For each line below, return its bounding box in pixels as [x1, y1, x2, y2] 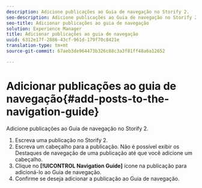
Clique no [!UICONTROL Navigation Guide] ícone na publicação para [14, 162, 187, 169]
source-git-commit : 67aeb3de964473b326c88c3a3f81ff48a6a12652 [6, 48, 165, 54]
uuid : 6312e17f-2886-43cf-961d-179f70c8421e [6, 37, 120, 43]
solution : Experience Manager [6, 25, 82, 32]
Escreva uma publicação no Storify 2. [14, 136, 108, 143]
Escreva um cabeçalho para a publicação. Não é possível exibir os [14, 143, 180, 150]
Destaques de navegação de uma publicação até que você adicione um [14, 149, 192, 157]
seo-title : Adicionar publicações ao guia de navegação [6, 20, 149, 26]
